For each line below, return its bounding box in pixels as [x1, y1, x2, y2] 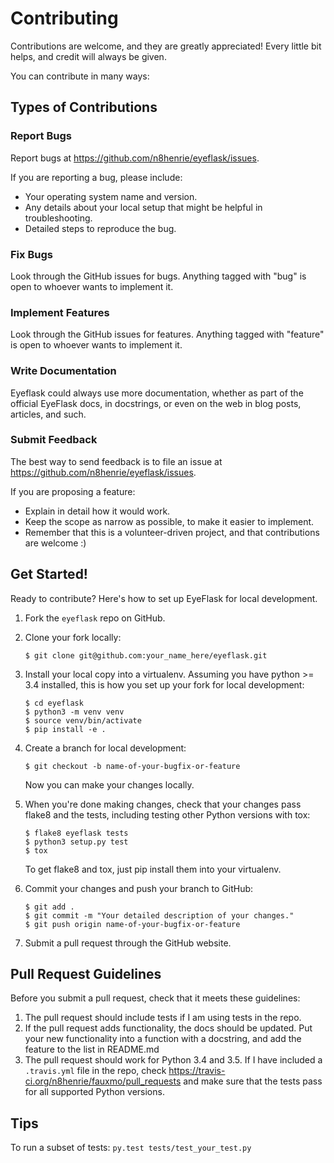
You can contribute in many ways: [10, 70, 150, 82]
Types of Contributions [10, 99, 158, 116]
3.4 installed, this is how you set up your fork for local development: [24, 678, 305, 691]
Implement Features [10, 305, 110, 319]
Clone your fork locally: [24, 631, 122, 643]
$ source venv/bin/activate [24, 715, 142, 726]
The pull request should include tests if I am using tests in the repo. [24, 1012, 302, 1024]
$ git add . [24, 902, 75, 912]
